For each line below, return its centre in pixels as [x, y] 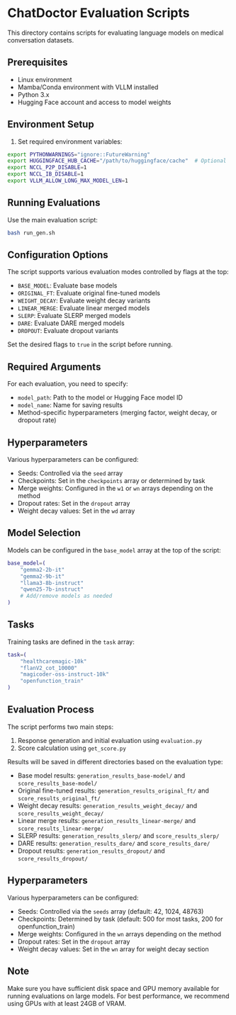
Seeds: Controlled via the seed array [70, 473]
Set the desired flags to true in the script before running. [90, 344]
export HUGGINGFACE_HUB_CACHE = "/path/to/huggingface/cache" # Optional [117, 161]
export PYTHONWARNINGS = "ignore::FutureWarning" [79, 154]
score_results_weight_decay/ [61, 813]
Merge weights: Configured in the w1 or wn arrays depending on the [116, 488]
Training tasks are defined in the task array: [71, 642]
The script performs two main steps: [61, 727]
